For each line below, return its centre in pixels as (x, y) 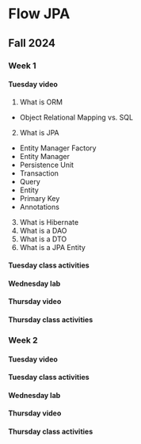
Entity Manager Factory (58, 148)
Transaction (39, 173)
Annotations (39, 207)
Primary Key (40, 198)
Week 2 (23, 340)
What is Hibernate (49, 222)
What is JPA (39, 132)
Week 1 (23, 66)
